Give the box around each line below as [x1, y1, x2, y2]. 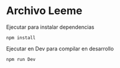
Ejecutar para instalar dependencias [6, 23, 95, 30]
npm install [6, 35, 36, 40]
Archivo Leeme [6, 4, 83, 18]
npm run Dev [6, 56, 36, 62]
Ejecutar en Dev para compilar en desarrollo [6, 45, 114, 52]
